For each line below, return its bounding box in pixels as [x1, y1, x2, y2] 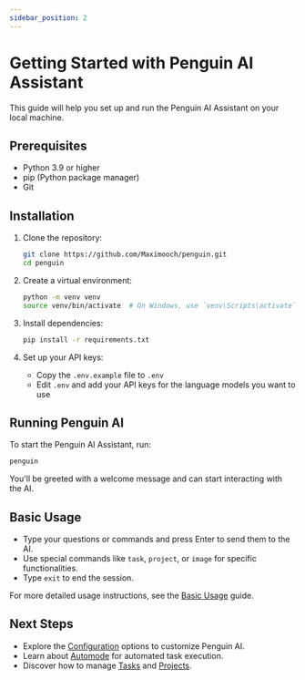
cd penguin [22, 259, 65, 268]
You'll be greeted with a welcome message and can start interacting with [9, 473, 283, 484]
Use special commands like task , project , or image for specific [22, 553, 258, 564]
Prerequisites [9, 138, 87, 153]
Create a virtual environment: [22, 274, 132, 285]
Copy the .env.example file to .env [36, 369, 164, 380]
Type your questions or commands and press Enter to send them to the [22, 534, 290, 545]
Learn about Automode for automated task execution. [22, 650, 224, 661]
